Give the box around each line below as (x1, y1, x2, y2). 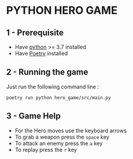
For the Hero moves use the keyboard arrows (14, 127, 127, 134)
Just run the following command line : (6, 83, 99, 90)
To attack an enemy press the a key (14, 139, 103, 147)
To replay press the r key (14, 146, 77, 153)
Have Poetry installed (14, 50, 68, 57)
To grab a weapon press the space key (14, 133, 110, 140)
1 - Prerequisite (6, 28, 64, 38)
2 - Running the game (6, 67, 89, 77)
